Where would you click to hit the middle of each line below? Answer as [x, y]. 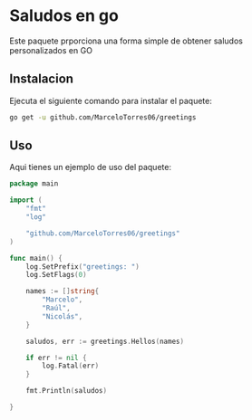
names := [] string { [63, 291]
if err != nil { [57, 358]
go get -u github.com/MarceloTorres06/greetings [103, 117]
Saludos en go [64, 16]
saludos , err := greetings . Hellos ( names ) [105, 341]
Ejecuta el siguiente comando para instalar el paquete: [111, 100]
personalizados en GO [51, 50]
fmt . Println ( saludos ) [66, 391]
